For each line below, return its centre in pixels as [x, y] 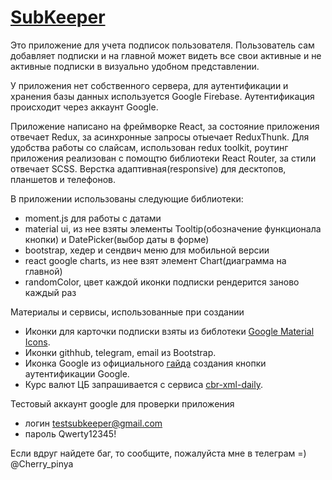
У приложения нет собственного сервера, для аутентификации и [149, 85]
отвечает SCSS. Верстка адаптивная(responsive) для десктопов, [148, 168]
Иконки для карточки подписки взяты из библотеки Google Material [169, 331]
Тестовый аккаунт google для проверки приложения [122, 403]
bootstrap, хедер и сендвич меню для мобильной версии [147, 250]
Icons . [37, 342]
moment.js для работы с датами [93, 218]
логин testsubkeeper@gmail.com [93, 423]
